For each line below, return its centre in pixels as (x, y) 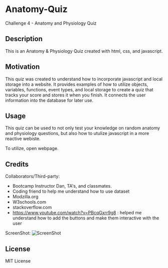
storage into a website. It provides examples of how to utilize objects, (77, 84)
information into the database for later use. (49, 100)
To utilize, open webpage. (32, 149)
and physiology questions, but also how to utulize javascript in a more (77, 133)
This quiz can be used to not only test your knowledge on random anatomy (83, 128)
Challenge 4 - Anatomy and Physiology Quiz (51, 23)
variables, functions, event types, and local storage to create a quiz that (79, 89)
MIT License (18, 261)
